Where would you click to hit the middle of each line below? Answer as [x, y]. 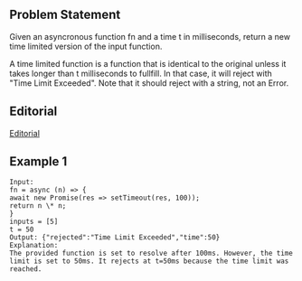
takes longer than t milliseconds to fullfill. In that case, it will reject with [141, 73]
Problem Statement [65, 15]
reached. [26, 269]
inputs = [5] [34, 222]
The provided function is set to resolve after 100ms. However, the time [151, 253]
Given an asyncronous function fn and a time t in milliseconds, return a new [150, 36]
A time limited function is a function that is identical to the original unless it [148, 63]
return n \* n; [38, 206]
